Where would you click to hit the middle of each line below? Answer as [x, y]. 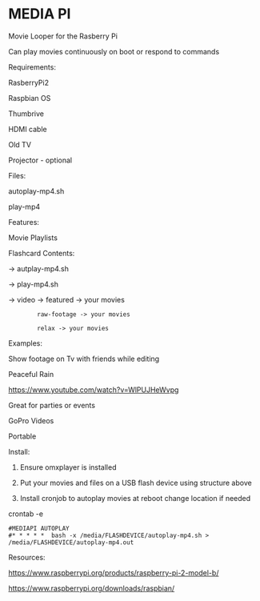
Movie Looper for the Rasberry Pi [63, 36]
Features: [24, 222]
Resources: [27, 557]
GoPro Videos [31, 420]
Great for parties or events [52, 405]
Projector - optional [40, 160]
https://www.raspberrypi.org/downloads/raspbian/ [92, 588]
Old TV [20, 144]
